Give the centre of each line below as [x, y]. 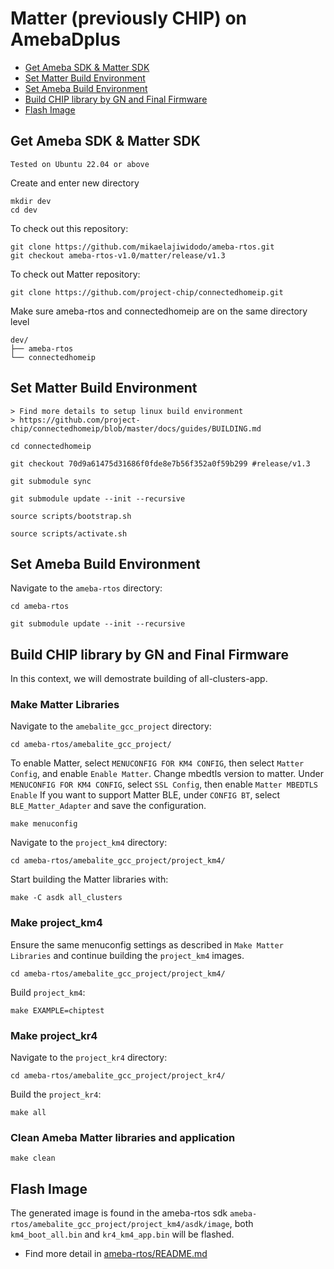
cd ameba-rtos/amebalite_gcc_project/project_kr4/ [118, 1076]
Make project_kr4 [54, 1035]
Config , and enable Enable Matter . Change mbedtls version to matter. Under [167, 774]
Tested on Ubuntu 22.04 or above [80, 164]
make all [28, 1113]
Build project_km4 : [48, 992]
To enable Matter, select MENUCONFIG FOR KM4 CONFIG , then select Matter [157, 763]
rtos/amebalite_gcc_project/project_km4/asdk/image [120, 1225]
